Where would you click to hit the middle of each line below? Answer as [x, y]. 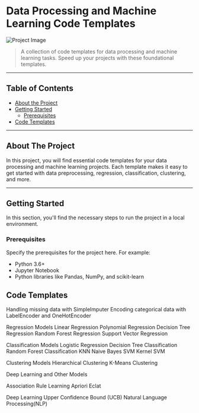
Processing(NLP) [27, 404]
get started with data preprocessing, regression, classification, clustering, [96, 173]
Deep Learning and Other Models [47, 374]
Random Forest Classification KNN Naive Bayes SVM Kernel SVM [86, 351]
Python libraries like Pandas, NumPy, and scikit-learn [79, 276]
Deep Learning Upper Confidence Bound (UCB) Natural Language [87, 398]
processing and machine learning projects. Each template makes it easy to [97, 166]
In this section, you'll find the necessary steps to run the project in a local [95, 217]
